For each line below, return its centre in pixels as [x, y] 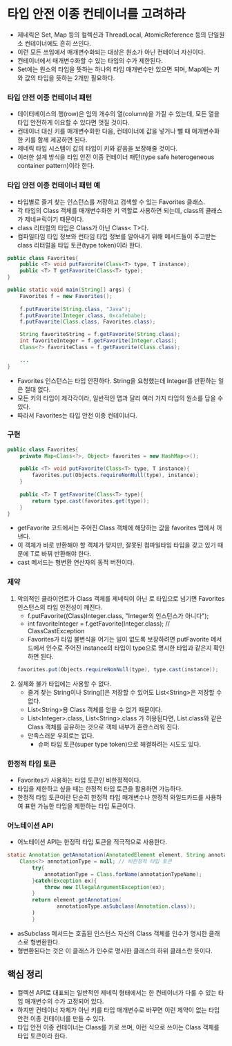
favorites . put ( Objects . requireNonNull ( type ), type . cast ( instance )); [118, 669]
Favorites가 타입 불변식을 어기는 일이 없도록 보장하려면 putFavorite [118, 639]
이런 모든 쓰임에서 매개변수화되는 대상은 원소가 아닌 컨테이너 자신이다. [111, 52]
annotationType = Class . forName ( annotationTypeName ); [123, 874]
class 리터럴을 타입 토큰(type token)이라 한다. [80, 245]
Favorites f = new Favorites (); [66, 296]
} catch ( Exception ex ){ [65, 881]
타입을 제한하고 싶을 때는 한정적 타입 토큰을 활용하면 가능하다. [100, 788]
